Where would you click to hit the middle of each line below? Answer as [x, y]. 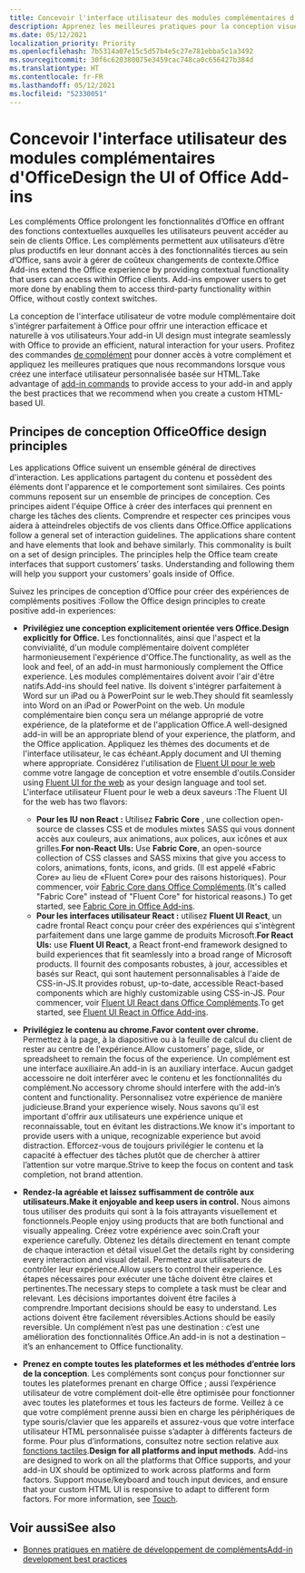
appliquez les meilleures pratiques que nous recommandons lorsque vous [148, 365]
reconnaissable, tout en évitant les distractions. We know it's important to [158, 1126]
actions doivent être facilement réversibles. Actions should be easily [149, 1318]
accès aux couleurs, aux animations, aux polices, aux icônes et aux [162, 839]
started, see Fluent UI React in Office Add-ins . [122, 1012]
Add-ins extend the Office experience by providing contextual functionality [149, 270]
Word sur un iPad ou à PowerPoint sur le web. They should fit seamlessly [158, 696]
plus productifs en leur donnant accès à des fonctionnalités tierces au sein [149, 251]
